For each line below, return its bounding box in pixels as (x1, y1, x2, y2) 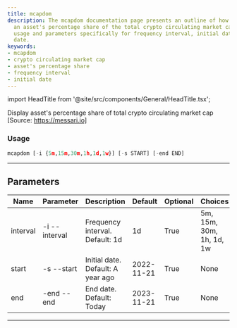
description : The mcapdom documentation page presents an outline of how (7, 17, 229, 24)
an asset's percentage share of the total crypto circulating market (13, 23, 222, 30)
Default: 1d (85, 235, 122, 245)
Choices (200, 196, 229, 206)
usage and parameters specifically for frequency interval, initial (13, 30, 219, 37)
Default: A (85, 264, 119, 274)
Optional (164, 196, 194, 206)
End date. (85, 284, 117, 294)
